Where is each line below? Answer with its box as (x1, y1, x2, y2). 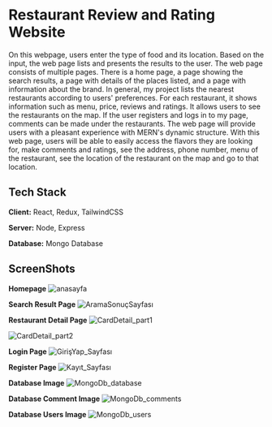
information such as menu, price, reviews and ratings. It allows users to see (8, 101, 261, 111)
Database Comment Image (8, 394, 101, 403)
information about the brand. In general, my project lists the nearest (8, 84, 235, 94)
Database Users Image (8, 409, 87, 419)
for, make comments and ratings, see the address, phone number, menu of (8, 144, 258, 154)
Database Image (8, 377, 65, 387)
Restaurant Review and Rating (8, 6, 215, 24)
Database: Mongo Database (8, 238, 104, 248)
